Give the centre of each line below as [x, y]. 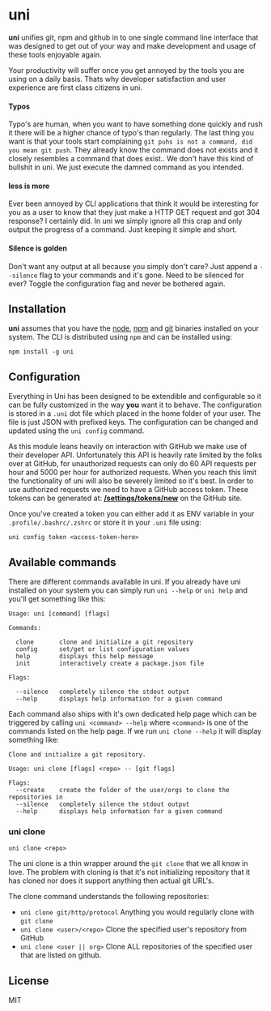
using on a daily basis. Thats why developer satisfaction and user [117, 79]
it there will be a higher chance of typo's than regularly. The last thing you [131, 133]
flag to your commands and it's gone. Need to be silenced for [142, 275]
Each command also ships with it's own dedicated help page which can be [133, 713]
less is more [29, 186]
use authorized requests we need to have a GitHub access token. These [129, 490]
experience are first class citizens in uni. [76, 88]
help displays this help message [85, 656]
